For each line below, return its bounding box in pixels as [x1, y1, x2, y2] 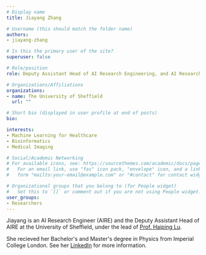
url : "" [12, 99, 32, 105]
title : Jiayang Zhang [6, 15, 62, 21]
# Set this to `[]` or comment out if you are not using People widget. [6, 188, 202, 195]
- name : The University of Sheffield [6, 93, 103, 99]
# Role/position [6, 65, 48, 71]
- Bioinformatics [6, 138, 51, 144]
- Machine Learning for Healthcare [6, 132, 97, 139]
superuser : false [6, 54, 51, 60]
